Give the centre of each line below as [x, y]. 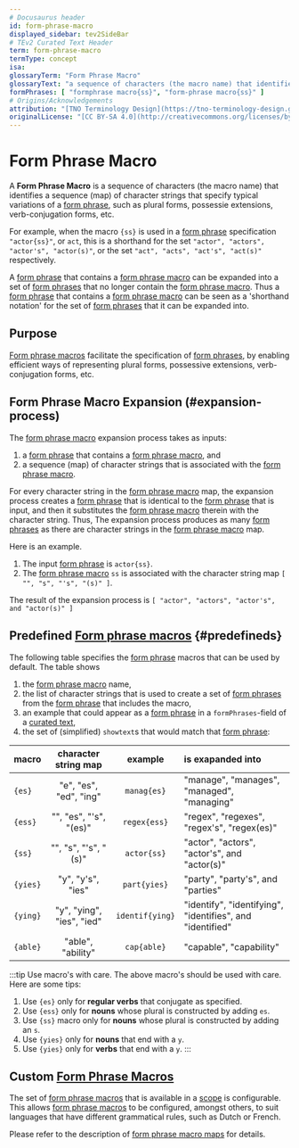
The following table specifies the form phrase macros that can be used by [145, 657]
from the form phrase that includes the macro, [107, 703]
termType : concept [43, 59]
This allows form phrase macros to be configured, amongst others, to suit [144, 1108]
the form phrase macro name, [77, 684]
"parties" [203, 890]
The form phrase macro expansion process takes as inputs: [118, 437]
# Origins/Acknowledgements [61, 100]
